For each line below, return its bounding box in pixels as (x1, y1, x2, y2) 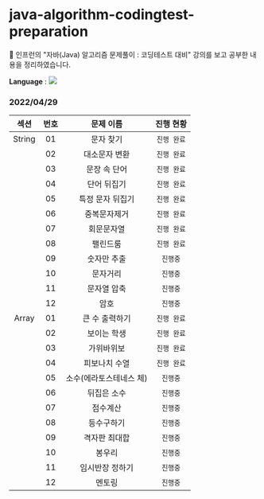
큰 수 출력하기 (82, 313, 131, 324)
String (13, 134, 36, 145)
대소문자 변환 (83, 149, 130, 160)
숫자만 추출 (87, 253, 126, 264)
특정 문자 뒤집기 (79, 193, 135, 205)
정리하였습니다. (23, 60, 71, 69)
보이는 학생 (87, 328, 126, 339)
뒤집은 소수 (87, 388, 126, 399)
